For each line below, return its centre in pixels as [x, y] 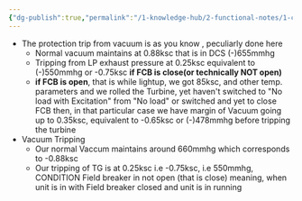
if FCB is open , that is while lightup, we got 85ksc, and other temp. [159, 81]
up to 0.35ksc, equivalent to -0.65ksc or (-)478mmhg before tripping [162, 120]
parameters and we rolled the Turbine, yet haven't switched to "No [159, 91]
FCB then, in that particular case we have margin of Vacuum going [158, 110]
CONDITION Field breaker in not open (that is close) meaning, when [161, 178]
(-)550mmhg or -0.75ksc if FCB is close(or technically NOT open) [159, 72]
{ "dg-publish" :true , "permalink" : [71, 18]
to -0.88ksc [56, 158]
